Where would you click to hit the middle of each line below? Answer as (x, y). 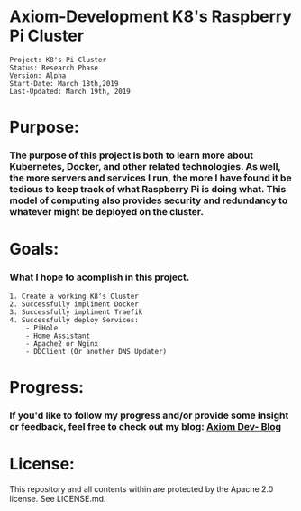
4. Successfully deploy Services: (74, 320)
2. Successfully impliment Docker (74, 304)
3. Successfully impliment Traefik (76, 312)
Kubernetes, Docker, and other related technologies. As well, (145, 167)
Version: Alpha (38, 75)
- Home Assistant (58, 336)
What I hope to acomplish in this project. (100, 277)
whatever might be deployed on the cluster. (107, 212)
